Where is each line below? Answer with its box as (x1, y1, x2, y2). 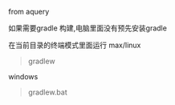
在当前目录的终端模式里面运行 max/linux (8, 40, 141, 50)
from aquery (8, 7, 50, 16)
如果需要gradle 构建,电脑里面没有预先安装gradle (8, 23, 167, 33)
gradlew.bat (27, 87, 67, 97)
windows (8, 72, 39, 81)
